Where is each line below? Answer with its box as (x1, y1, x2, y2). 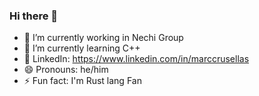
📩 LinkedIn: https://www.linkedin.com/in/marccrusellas (23, 53, 250, 65)
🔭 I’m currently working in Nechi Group (23, 32, 184, 44)
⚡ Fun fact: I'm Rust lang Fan (23, 75, 142, 87)
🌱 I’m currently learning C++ (23, 42, 141, 54)
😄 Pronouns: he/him (23, 64, 109, 76)
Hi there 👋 (9, 9, 59, 23)
